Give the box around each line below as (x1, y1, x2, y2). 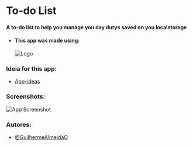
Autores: (6, 120, 32, 128)
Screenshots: (6, 92, 46, 100)
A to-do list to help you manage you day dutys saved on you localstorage (6, 23, 187, 30)
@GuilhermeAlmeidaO (14, 133, 68, 141)
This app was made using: (14, 37, 80, 44)
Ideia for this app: (6, 64, 57, 72)
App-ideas (14, 78, 40, 85)
